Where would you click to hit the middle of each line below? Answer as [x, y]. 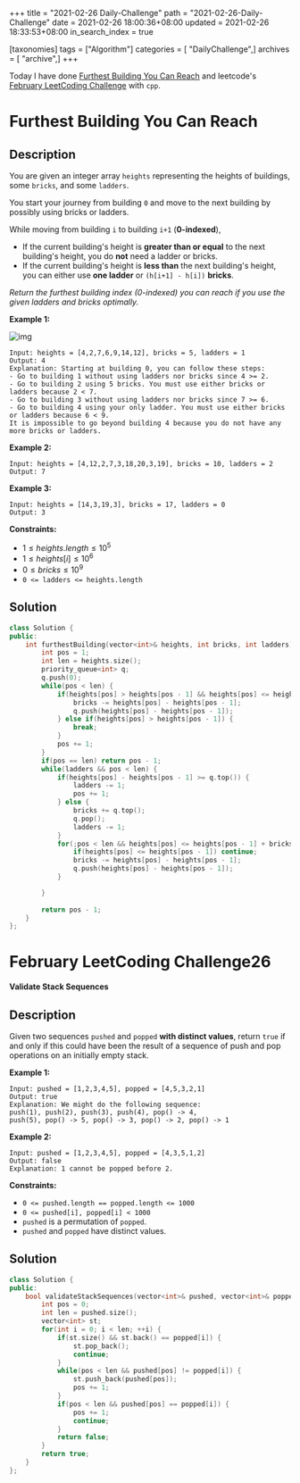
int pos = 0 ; [66, 1304]
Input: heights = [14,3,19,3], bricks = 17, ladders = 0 [117, 504]
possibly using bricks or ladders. [69, 212]
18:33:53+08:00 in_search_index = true [81, 32]
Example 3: [30, 488]
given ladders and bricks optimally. [74, 302]
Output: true [33, 1097]
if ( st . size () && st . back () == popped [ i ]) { [139, 1337]
